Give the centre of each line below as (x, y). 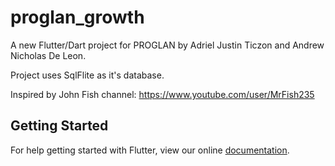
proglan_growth (77, 17)
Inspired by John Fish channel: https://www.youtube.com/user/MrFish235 (162, 94)
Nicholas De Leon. (48, 55)
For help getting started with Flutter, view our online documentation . (150, 150)
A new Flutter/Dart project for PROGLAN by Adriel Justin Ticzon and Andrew (167, 45)
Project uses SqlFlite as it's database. (87, 75)
